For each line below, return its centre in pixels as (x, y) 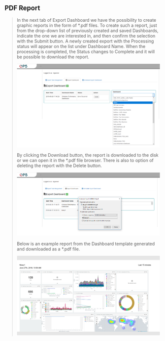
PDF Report (22, 8)
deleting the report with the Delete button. (59, 166)
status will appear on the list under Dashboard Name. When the (81, 46)
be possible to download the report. (53, 57)
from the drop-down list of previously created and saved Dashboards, (87, 30)
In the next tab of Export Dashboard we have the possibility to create (86, 20)
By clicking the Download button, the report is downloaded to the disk (87, 155)
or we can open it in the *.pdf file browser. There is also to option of (85, 160)
